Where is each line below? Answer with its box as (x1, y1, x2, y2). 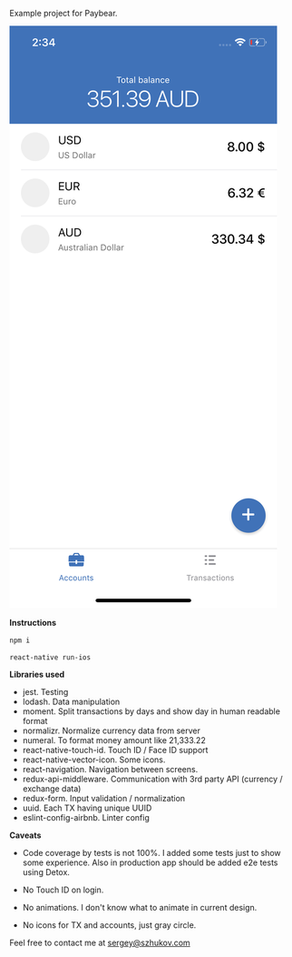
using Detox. (22, 867, 71, 877)
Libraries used (9, 669, 65, 680)
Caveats (9, 830, 42, 841)
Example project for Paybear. (9, 8, 118, 18)
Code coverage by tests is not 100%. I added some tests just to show (22, 848, 281, 858)
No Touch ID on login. (22, 884, 104, 895)
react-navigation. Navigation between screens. (22, 764, 199, 774)
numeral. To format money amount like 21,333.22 (22, 735, 206, 745)
